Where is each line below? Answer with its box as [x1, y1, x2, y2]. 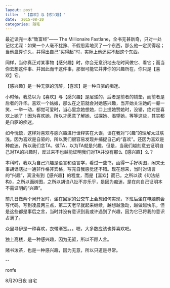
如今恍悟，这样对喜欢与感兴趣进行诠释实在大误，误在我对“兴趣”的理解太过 [5, 130, 160, 136]
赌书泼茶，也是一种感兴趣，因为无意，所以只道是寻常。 [5, 247, 120, 254]
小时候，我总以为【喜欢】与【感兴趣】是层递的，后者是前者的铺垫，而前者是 [5, 94, 165, 100]
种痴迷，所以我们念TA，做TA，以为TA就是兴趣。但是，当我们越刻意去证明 [5, 142, 159, 149]
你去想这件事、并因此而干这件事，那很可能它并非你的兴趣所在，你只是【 [5, 66, 156, 72]
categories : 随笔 [5, 21, 40, 27]
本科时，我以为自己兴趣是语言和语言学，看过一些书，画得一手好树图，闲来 [5, 160, 160, 166]
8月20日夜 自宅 [5, 277, 37, 284]
